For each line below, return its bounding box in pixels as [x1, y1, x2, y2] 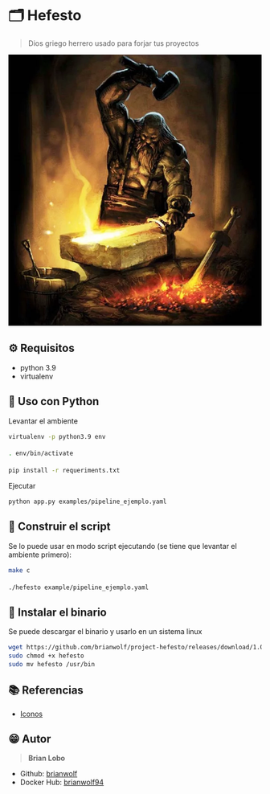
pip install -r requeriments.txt [8, 467, 121, 475]
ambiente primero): [8, 550, 72, 559]
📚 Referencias [8, 684, 84, 698]
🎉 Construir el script [8, 520, 111, 534]
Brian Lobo [27, 753, 66, 763]
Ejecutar [8, 481, 36, 491]
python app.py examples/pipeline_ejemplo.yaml [8, 497, 167, 506]
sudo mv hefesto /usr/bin [8, 660, 95, 668]
